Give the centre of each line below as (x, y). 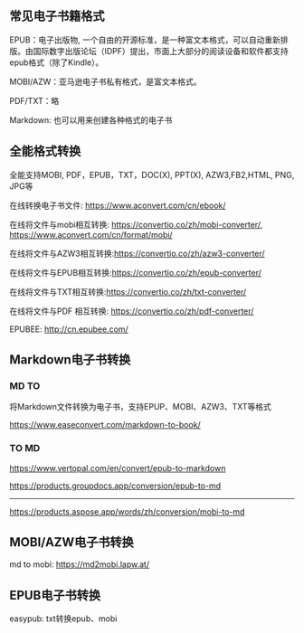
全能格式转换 (45, 151)
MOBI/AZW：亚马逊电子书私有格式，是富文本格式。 (105, 81)
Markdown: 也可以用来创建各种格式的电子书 (91, 119)
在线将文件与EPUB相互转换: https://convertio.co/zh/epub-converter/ (136, 272)
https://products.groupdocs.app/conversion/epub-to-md (115, 486)
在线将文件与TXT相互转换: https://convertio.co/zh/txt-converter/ (128, 291)
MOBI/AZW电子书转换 (71, 542)
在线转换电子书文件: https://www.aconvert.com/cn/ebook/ (118, 205)
